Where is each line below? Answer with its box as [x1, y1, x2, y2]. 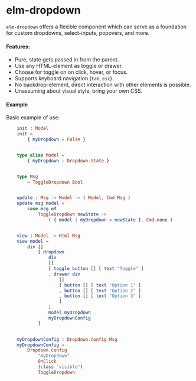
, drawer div [48, 271, 81, 277]
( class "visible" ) [37, 364, 83, 370]
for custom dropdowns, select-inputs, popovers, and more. [6, 29, 150, 36]
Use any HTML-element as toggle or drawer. [14, 63, 123, 70]
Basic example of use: [6, 114, 60, 121]
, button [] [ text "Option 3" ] [58, 293, 142, 299]
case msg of [27, 206, 57, 212]
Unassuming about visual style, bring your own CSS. [14, 87, 143, 95]
